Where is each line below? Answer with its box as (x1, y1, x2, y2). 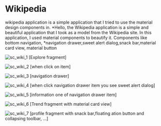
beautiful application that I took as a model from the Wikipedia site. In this (5, 29, 152, 35)
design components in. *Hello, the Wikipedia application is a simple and (5, 24, 149, 30)
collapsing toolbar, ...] (5, 115, 48, 121)
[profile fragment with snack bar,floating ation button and (30, 110, 145, 116)
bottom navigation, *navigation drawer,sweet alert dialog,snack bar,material (5, 40, 156, 45)
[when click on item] (30, 64, 71, 70)
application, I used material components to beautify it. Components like (5, 35, 147, 41)
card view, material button (5, 45, 57, 51)
